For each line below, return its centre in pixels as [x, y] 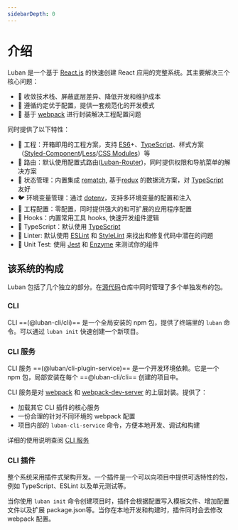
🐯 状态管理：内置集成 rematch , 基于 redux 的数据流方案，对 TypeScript [120, 180]
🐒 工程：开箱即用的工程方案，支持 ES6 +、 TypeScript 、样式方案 [110, 144]
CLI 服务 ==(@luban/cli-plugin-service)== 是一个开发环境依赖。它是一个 [113, 368]
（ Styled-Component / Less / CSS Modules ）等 [84, 153]
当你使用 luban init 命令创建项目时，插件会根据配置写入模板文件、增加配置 [118, 501]
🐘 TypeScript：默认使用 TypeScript [69, 226]
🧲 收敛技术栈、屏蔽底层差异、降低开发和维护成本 [89, 96]
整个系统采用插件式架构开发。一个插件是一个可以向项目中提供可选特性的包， [119, 477]
